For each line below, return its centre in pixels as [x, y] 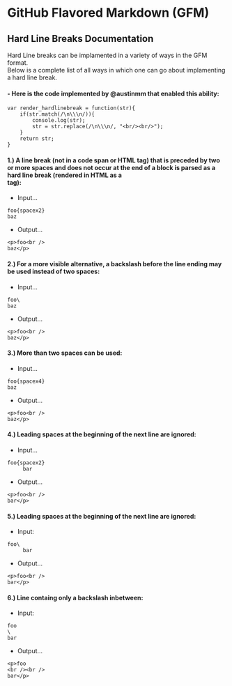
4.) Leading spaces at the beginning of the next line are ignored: [102, 434]
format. [18, 63]
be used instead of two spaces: [54, 271]
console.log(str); [59, 121]
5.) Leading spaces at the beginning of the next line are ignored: [102, 516]
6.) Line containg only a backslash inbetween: [75, 597]
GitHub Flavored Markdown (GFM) [108, 13]
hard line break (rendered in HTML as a [64, 175]
